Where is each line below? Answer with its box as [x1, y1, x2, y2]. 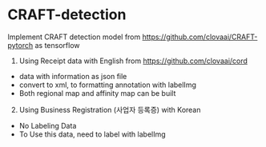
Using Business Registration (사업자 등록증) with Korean [18, 105, 201, 114]
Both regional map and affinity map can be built [18, 88, 176, 97]
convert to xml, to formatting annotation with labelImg [18, 80, 197, 89]
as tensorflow [34, 40, 80, 50]
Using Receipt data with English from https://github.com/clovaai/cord [18, 56, 248, 66]
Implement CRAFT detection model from [7, 32, 141, 42]
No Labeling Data [18, 121, 77, 130]
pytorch [7, 40, 34, 50]
